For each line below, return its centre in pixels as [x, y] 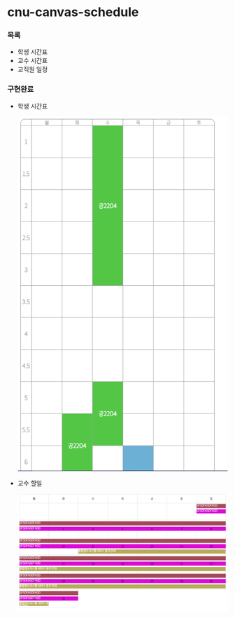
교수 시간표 [33, 61]
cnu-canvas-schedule [73, 12]
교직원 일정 [33, 69]
